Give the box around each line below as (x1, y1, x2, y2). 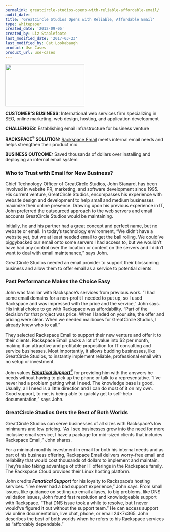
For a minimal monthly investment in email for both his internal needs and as (5, 446, 164, 452)
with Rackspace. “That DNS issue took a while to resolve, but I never (5, 500, 148, 506)
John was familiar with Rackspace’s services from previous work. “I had (5, 289, 155, 295)
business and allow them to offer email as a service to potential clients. (5, 265, 153, 272)
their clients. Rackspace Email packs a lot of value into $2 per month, (5, 337, 149, 343)
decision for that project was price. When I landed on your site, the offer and (5, 311, 164, 317)
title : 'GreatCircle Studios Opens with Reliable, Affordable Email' (5, 17, 155, 22)
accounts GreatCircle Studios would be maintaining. (5, 213, 114, 219)
